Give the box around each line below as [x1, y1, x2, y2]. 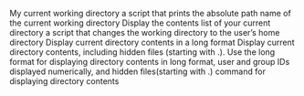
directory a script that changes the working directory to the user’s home [9, 27, 280, 37]
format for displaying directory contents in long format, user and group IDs [9, 57, 290, 67]
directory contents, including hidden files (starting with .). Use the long [9, 47, 276, 58]
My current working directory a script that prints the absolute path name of [9, 8, 292, 18]
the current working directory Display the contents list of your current [9, 17, 271, 28]
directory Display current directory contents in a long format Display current [9, 37, 295, 48]
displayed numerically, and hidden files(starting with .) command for [9, 66, 267, 77]
